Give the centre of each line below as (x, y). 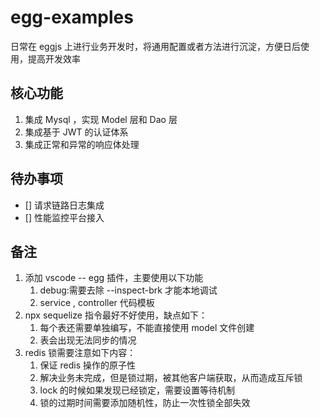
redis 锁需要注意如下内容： (80, 353)
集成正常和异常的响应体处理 (82, 144)
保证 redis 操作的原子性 (88, 365)
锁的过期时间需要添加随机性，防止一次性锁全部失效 (145, 403)
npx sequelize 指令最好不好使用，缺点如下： (116, 315)
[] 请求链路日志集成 (64, 205)
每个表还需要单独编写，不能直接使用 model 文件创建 (147, 328)
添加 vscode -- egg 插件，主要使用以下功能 (114, 278)
